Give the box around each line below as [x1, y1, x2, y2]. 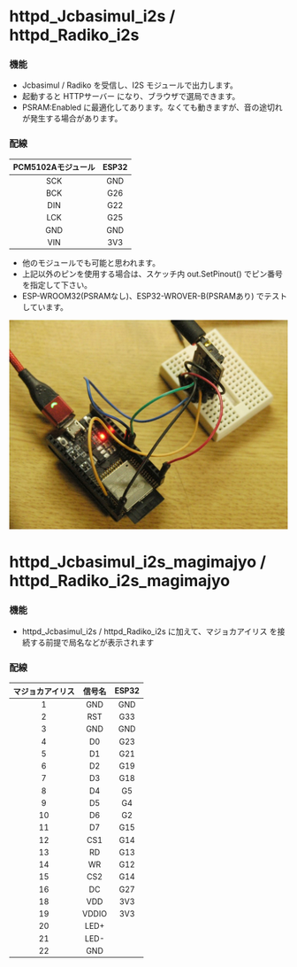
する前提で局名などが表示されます [29, 637, 155, 647]
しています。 [21, 302, 68, 313]
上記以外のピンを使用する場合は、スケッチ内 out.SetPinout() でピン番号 [21, 268, 283, 280]
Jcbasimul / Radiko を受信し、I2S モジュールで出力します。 [21, 80, 239, 90]
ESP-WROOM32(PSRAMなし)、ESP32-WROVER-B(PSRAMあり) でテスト [21, 290, 288, 302]
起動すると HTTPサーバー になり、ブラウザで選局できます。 [21, 91, 240, 102]
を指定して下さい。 [21, 280, 93, 290]
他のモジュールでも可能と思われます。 [21, 258, 161, 268]
